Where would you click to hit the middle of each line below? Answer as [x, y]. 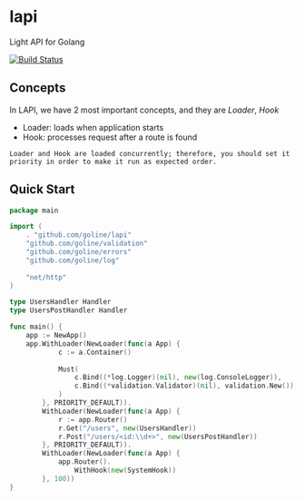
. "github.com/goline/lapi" [79, 235]
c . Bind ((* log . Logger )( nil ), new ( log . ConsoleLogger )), [178, 377]
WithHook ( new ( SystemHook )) [125, 471]
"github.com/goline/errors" [79, 252]
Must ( [68, 369]
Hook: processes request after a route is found [110, 137]
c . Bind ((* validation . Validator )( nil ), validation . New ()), [186, 386]
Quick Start [42, 189]
